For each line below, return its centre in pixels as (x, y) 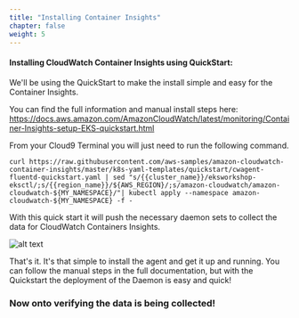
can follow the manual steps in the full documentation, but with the (131, 270)
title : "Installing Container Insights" (85, 17)
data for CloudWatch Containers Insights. (85, 226)
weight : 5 (28, 34)
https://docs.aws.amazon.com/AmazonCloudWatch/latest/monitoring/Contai (149, 118)
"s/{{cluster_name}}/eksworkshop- (192, 177)
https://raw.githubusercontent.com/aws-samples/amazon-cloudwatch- (157, 161)
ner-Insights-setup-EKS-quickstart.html (82, 128)
